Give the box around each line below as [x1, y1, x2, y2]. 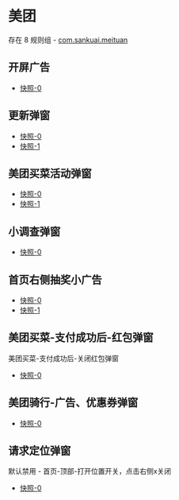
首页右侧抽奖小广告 [8, 273, 102, 286]
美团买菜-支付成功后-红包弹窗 [8, 331, 154, 344]
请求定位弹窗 [8, 444, 71, 458]
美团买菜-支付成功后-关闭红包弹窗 [8, 353, 119, 362]
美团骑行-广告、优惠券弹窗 [8, 396, 139, 409]
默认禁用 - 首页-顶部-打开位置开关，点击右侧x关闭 [8, 467, 172, 476]
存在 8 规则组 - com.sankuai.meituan [8, 35, 128, 45]
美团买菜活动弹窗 [8, 166, 92, 180]
